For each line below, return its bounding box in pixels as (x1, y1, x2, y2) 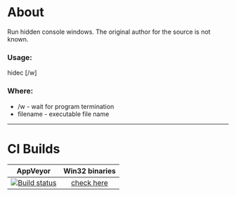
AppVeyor (16, 166, 51, 176)
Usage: (7, 52, 33, 62)
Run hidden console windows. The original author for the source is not (7, 27, 211, 36)
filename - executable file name (17, 110, 110, 118)
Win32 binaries (63, 166, 116, 176)
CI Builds (7, 141, 60, 157)
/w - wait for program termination (17, 102, 114, 110)
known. (7, 34, 29, 43)
